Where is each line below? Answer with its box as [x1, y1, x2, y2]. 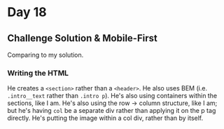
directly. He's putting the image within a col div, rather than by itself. [7, 114, 204, 123]
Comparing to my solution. [7, 50, 84, 59]
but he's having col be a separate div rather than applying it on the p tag [7, 107, 216, 115]
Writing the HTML [7, 68, 69, 78]
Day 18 [7, 4, 47, 20]
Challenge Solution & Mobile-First [7, 32, 157, 44]
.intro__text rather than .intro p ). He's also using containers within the [7, 92, 218, 100]
